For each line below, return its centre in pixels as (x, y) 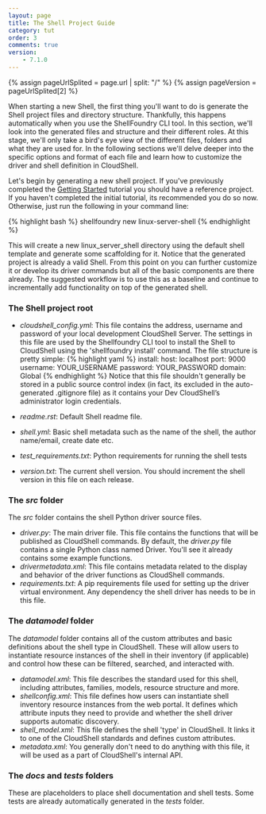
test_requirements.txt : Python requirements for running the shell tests (133, 456)
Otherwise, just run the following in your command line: (98, 206)
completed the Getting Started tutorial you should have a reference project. (131, 189)
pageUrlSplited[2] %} (43, 91)
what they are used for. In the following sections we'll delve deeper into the (131, 149)
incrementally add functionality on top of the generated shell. (108, 287)
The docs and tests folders (61, 775)
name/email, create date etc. (66, 441)
